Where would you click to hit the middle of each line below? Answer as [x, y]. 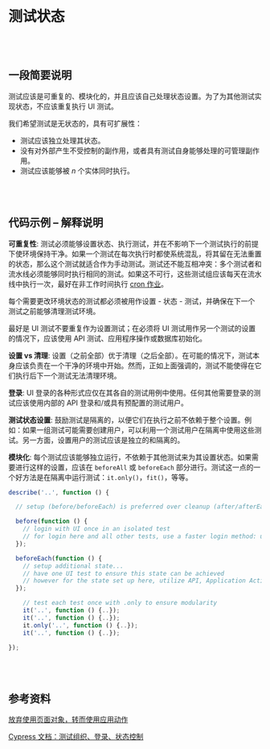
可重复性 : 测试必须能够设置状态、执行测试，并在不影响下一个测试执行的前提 [133, 243]
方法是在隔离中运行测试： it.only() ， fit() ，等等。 [107, 477]
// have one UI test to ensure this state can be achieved [124, 573]
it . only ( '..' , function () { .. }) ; [80, 625]
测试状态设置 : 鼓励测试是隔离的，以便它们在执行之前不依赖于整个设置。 [127, 420]
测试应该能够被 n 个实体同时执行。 [77, 171]
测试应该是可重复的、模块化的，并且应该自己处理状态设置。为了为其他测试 [131, 96]
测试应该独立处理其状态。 [62, 140]
